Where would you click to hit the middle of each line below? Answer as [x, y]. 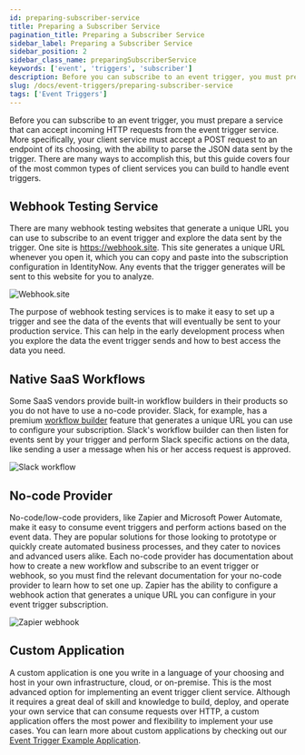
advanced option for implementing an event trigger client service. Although [150, 691]
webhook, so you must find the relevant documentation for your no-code [146, 575]
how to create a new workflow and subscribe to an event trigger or [134, 566]
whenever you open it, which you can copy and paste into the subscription [149, 257]
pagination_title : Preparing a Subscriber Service [107, 35]
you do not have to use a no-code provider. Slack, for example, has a [138, 411]
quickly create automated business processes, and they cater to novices [145, 546]
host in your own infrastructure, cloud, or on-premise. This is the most [141, 682]
